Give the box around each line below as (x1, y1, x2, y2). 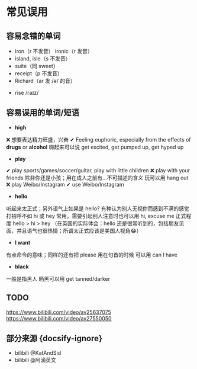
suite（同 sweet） (14, 63, 59, 69)
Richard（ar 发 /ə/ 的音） (14, 78, 76, 84)
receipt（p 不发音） (14, 70, 63, 77)
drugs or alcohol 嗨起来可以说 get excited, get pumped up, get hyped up (6, 143, 184, 150)
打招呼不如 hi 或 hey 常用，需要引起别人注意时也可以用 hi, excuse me (6, 212, 175, 219)
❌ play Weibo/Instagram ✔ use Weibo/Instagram (6, 181, 124, 188)
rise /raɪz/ (14, 89, 39, 96)
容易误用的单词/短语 (6, 108, 80, 118)
